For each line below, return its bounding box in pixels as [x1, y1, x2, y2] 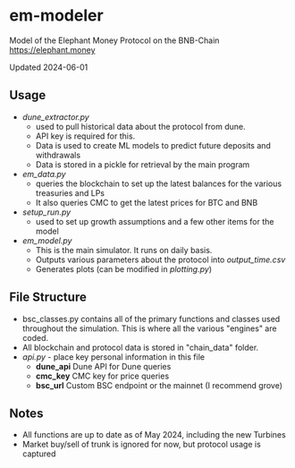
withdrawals [35, 149, 81, 160]
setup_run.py [21, 207, 72, 217]
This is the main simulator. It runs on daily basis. [35, 244, 213, 255]
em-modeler [9, 5, 105, 26]
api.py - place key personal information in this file [21, 351, 206, 362]
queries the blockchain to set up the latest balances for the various [35, 178, 282, 189]
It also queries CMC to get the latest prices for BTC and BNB [35, 197, 258, 208]
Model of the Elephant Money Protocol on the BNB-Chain [9, 35, 220, 46]
